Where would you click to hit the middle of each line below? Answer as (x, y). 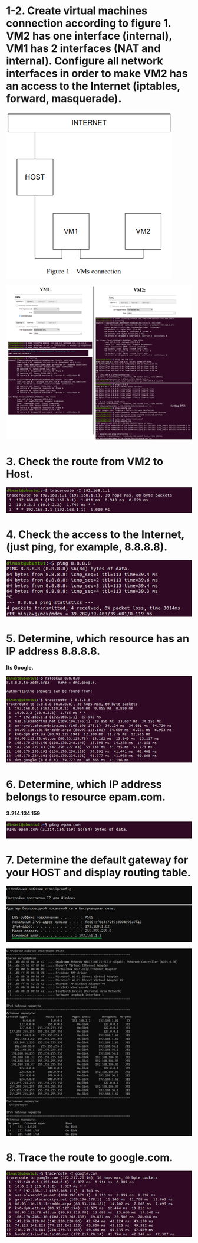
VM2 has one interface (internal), (89, 36)
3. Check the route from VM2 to (85, 461)
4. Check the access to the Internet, (95, 535)
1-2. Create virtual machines (77, 11)
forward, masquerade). (64, 99)
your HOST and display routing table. (99, 872)
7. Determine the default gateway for (97, 860)
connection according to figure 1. (89, 23)
